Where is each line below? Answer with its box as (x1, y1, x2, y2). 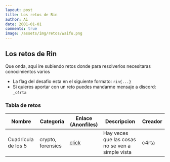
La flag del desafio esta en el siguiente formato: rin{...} (12, 78, 132, 84)
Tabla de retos (5, 102, 41, 109)
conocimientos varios (5, 68, 50, 74)
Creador (142, 118, 162, 125)
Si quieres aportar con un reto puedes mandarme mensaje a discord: (12, 84, 156, 90)
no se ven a (103, 142, 131, 149)
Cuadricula (8, 136, 34, 143)
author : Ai (5, 17, 28, 22)
